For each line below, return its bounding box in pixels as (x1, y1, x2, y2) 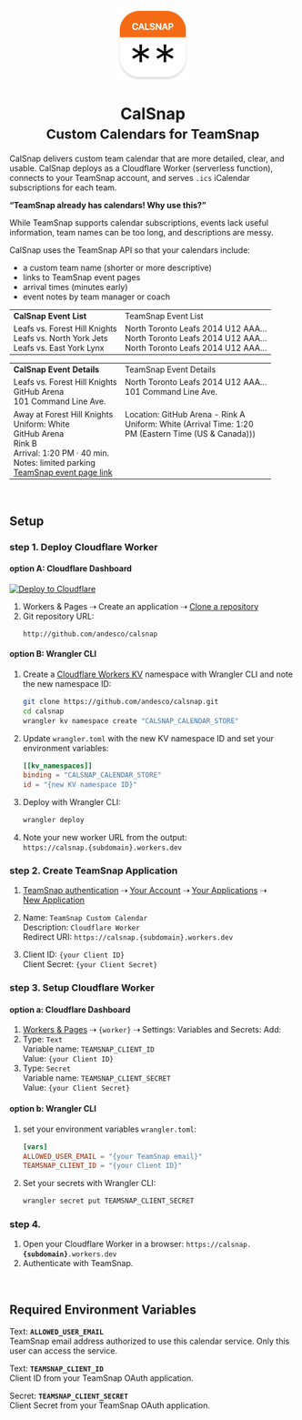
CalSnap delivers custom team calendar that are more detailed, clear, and (9, 153, 285, 164)
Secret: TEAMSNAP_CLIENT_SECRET (9, 1390, 129, 1402)
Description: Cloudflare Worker (22, 921, 141, 933)
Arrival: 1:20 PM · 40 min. (13, 448, 110, 458)
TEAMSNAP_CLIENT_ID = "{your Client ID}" (22, 1162, 183, 1171)
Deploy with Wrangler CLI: (22, 797, 121, 808)
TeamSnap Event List (125, 310, 204, 321)
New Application (22, 894, 85, 906)
